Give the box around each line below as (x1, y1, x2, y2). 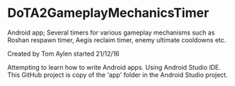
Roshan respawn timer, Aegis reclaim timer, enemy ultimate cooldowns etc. (7, 35, 227, 44)
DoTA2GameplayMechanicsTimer (7, 5, 210, 21)
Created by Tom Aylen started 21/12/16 (7, 49, 120, 58)
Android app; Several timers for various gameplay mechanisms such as (7, 28, 215, 37)
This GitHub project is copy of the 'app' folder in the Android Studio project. (7, 70, 228, 79)
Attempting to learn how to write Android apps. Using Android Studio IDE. (7, 63, 222, 71)
